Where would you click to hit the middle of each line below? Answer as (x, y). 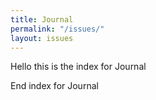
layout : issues (42, 38)
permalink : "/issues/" (57, 29)
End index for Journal (54, 86)
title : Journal (42, 19)
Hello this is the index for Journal (78, 67)
